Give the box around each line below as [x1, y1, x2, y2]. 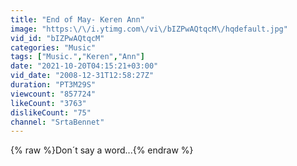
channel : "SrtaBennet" [10, 117, 105, 127]
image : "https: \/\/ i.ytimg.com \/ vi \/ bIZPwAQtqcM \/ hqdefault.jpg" [10, 24, 288, 34]
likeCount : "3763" [10, 98, 87, 108]
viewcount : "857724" [10, 89, 97, 99]
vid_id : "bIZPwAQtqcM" [10, 33, 105, 43]
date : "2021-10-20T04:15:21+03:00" [10, 61, 159, 71]
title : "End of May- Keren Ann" [10, 14, 145, 25]
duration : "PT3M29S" [10, 80, 97, 90]
